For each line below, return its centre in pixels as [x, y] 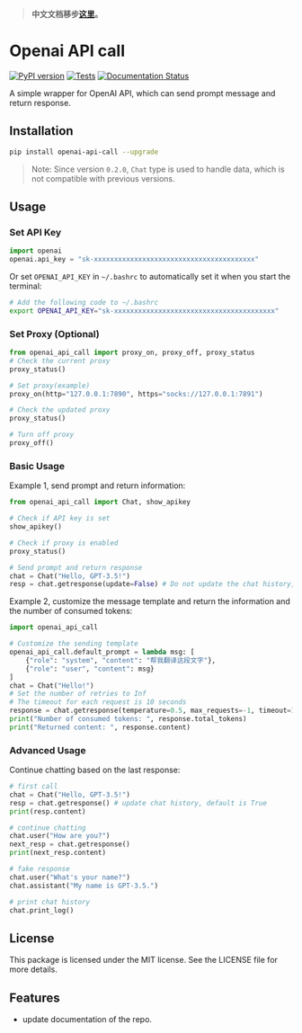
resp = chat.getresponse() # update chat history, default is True [138, 803]
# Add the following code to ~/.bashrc [84, 303]
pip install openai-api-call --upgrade [84, 152]
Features [35, 997]
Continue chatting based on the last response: [95, 770]
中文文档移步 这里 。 [67, 14]
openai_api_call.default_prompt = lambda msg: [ [102, 652]
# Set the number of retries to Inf [78, 694]
